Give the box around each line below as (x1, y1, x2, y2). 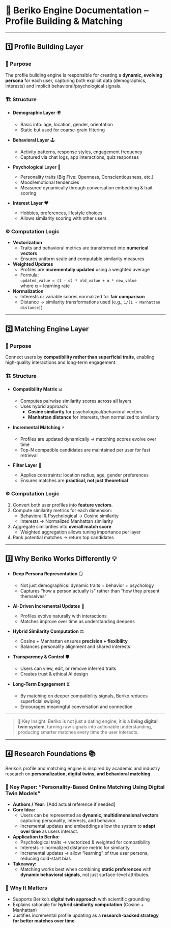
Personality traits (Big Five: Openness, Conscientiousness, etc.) (20, 174, 154, 180)
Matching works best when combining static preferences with (20, 866, 152, 873)
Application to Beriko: (12, 834, 60, 840)
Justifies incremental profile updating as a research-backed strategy (12, 912, 159, 918)
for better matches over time (12, 917, 75, 923)
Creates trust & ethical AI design (20, 671, 88, 677)
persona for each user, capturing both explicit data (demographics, (5, 77, 147, 83)
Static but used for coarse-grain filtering (20, 127, 105, 133)
